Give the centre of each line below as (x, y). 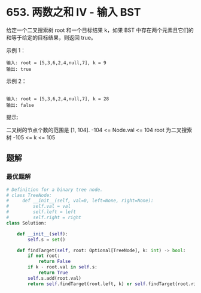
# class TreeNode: (29, 195)
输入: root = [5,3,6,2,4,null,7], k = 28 (58, 99)
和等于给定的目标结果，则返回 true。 (51, 37)
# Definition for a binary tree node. (54, 190)
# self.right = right (44, 217)
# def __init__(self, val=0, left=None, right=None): (80, 201)
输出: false (20, 105)
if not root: (44, 256)
